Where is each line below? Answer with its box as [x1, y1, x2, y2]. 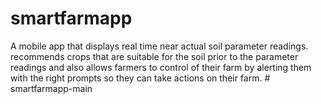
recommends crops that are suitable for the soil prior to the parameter [10, 50, 299, 62]
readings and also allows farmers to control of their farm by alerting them [10, 61, 312, 73]
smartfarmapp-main [10, 82, 93, 94]
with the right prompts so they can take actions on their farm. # [10, 72, 271, 84]
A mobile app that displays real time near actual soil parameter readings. [10, 40, 309, 52]
